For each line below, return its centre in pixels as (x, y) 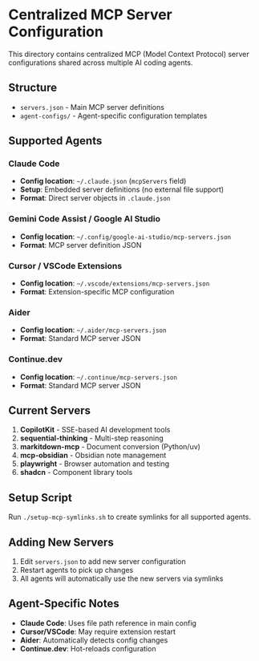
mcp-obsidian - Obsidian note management (93, 456)
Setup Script (40, 498)
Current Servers (49, 411)
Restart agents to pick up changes (77, 570)
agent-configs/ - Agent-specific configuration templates (113, 116)
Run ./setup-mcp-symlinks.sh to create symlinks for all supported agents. (129, 517)
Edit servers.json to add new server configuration (103, 562)
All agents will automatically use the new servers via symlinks (121, 578)
